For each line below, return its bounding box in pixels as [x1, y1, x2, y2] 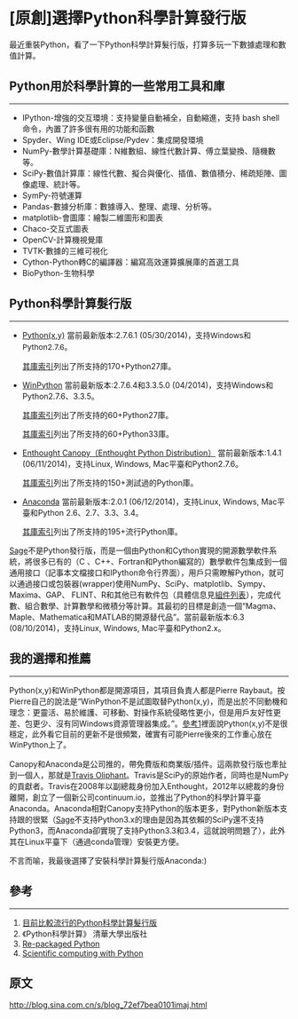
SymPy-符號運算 [21, 190, 82, 201]
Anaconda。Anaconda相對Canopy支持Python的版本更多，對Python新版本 [9, 802, 280, 813]
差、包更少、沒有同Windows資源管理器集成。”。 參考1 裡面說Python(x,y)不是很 [9, 718, 288, 729]
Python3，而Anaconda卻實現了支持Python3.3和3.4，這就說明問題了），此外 [9, 825, 286, 835]
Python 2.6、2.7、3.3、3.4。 [37, 507, 144, 517]
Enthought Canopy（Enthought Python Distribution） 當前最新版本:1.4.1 [21, 447, 282, 458]
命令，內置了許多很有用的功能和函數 [21, 123, 155, 134]
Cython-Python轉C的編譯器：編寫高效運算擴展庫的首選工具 [21, 257, 239, 267]
